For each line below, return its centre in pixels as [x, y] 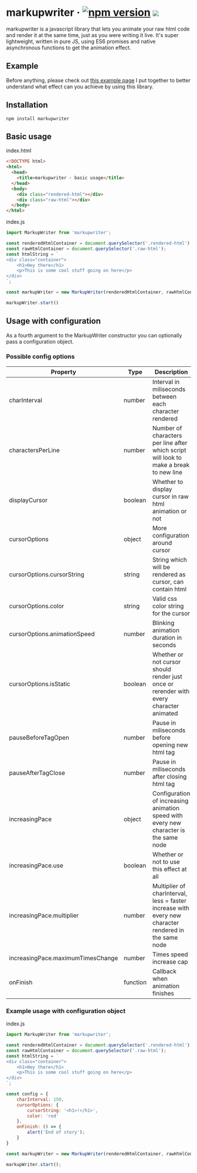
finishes [163, 993]
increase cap [170, 961]
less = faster [169, 901]
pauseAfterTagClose [37, 773]
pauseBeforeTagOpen [39, 737]
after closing [169, 776]
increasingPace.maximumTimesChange [64, 958]
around [162, 543]
